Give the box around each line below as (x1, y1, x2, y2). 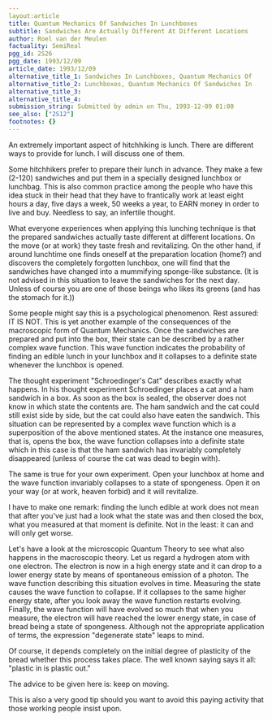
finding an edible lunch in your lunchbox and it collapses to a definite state (8, 351, 257, 361)
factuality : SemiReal (8, 42, 82, 50)
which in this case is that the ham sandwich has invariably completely (8, 445, 242, 454)
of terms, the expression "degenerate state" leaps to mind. (8, 630, 205, 640)
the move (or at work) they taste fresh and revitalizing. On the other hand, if (8, 241, 261, 250)
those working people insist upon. (8, 703, 122, 713)
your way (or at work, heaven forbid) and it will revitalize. (8, 486, 199, 496)
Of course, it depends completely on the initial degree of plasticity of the (8, 645, 252, 655)
